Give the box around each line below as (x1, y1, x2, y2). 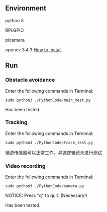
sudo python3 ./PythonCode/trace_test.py (5, 140, 93, 145)
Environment (5, 4, 47, 13)
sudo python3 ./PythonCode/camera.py (5, 184, 84, 189)
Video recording (5, 162, 46, 169)
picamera (5, 37, 25, 43)
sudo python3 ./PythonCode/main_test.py (5, 98, 91, 103)
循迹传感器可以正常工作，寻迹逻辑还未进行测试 (5, 150, 102, 156)
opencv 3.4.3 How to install (5, 46, 62, 52)
